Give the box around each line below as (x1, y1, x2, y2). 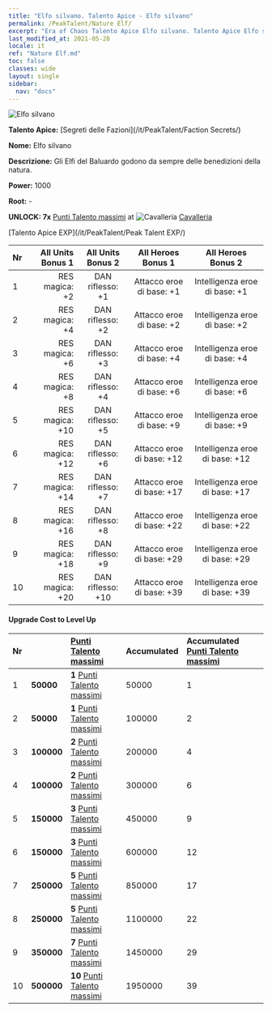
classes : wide (8, 65, 57, 73)
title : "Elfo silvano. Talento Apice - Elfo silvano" (8, 11, 194, 20)
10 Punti (70, 970, 104, 981)
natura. (8, 165, 32, 175)
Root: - (8, 196, 32, 207)
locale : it (8, 42, 45, 50)
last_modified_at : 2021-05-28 (8, 34, 111, 43)
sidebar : (8, 79, 38, 88)
